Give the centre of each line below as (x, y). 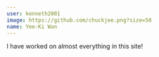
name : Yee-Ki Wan (32, 26)
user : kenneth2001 (33, 14)
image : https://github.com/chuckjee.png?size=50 (79, 20)
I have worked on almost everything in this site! (75, 47)
